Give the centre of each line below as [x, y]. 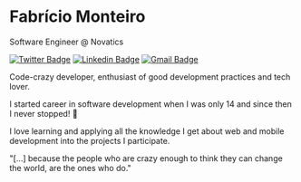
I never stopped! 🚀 [44, 113]
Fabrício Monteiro [78, 17]
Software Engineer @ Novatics [67, 42]
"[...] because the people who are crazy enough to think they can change [146, 158]
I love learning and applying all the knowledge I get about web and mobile [147, 131]
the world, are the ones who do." [70, 168]
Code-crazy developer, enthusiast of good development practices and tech [150, 77]
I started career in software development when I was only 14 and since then [151, 104]
